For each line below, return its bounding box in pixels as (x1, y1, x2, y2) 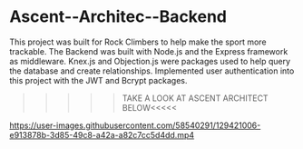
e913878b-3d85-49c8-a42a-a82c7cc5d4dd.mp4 (9, 129, 195, 140)
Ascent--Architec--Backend (9, 6, 227, 27)
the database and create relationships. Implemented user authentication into (9, 65, 295, 76)
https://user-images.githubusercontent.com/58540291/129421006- (9, 120, 261, 131)
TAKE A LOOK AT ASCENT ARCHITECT (122, 93, 269, 104)
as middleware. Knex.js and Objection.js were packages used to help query (9, 55, 291, 66)
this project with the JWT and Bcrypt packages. (9, 74, 188, 85)
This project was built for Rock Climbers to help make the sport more (9, 36, 267, 47)
